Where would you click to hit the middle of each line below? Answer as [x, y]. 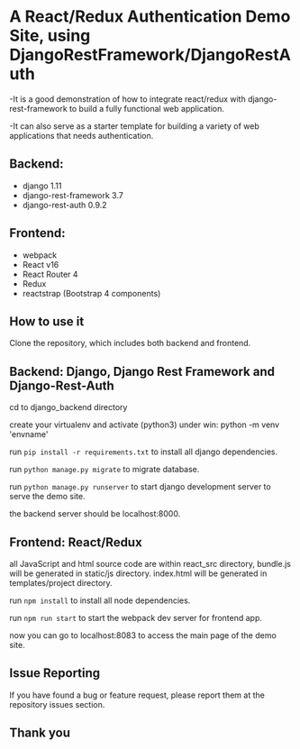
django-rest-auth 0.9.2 [64, 205]
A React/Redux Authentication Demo [150, 17]
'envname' [29, 434]
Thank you [40, 733]
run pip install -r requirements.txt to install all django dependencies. [143, 452]
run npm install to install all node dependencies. [100, 600]
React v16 [41, 264]
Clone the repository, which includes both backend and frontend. [130, 343]
